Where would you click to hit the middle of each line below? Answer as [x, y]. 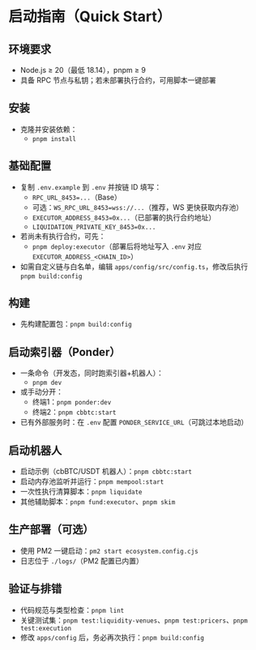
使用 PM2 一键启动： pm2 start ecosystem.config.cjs [109, 550]
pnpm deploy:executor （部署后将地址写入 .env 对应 [117, 246]
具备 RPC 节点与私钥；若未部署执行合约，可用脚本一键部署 [118, 80]
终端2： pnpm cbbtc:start [74, 412]
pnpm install [54, 139]
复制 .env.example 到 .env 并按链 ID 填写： [91, 186]
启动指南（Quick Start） [90, 17]
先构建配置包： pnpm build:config [76, 324]
